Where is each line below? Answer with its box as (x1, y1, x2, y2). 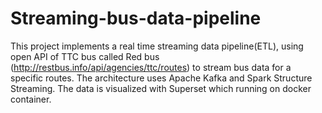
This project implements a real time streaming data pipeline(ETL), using (10, 40, 304, 52)
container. (10, 93, 52, 105)
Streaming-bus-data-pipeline (10, 7, 262, 30)
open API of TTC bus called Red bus (10, 50, 160, 62)
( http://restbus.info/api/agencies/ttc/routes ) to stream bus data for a (10, 61, 292, 73)
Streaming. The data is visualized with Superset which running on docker (10, 82, 312, 94)
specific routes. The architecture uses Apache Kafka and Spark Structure (10, 72, 313, 84)
